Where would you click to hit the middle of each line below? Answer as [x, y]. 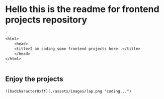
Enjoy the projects [34, 79]
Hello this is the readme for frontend [82, 9]
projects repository [46, 20]
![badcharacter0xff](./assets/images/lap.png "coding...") [68, 91]
